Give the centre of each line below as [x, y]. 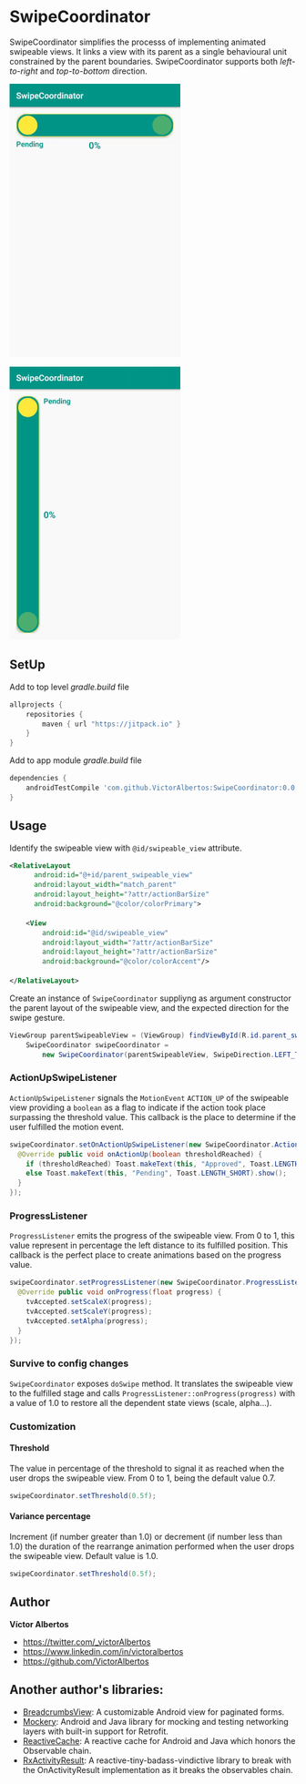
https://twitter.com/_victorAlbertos [87, 1642]
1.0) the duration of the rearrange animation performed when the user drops [152, 1546]
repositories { [55, 714]
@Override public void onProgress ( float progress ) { [120, 1292]
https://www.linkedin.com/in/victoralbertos [103, 1651]
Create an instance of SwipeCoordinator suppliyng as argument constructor [150, 998]
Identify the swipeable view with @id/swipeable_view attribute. [126, 848]
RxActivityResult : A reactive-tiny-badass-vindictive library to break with [157, 1760]
